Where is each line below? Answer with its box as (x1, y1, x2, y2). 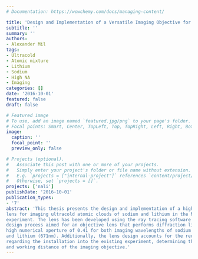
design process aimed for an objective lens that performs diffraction (6, 222, 186, 228)
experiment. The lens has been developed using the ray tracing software (6, 216, 192, 222)
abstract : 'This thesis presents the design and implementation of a (6, 205, 181, 212)
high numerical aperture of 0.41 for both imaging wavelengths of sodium (6, 228, 192, 234)
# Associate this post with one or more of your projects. (6, 161, 160, 167)
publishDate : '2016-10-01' (6, 189, 72, 195)
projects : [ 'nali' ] (6, 184, 54, 190)
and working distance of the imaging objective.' (6, 244, 131, 250)
